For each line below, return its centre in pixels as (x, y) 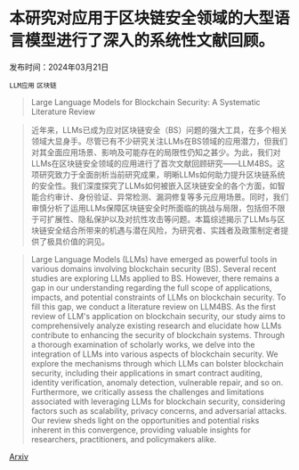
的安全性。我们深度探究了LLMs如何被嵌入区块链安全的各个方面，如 (154, 186)
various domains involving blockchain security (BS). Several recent (154, 268)
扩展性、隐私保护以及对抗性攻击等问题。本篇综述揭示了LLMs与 (162, 219)
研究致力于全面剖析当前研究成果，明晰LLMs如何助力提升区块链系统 (162, 174)
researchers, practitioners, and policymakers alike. (124, 439)
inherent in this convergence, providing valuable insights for (141, 430)
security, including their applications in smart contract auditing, (146, 373)
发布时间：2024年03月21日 (59, 67)
